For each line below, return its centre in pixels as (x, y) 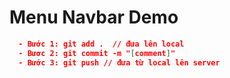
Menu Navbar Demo (94, 17)
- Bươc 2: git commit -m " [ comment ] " (97, 53)
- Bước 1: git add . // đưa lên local (101, 44)
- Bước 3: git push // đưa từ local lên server (119, 62)
